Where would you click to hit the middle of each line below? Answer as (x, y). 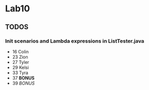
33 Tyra (20, 73)
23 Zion (20, 57)
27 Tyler (21, 62)
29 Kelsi (21, 67)
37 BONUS (23, 78)
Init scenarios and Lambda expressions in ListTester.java (75, 41)
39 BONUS (23, 83)
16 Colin (20, 51)
